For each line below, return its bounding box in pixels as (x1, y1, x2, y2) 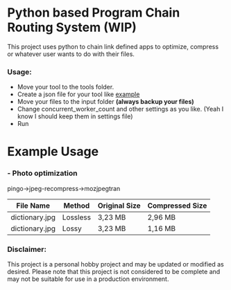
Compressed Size (147, 201, 207, 210)
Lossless (62, 212, 92, 222)
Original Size (97, 201, 141, 210)
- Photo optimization (7, 168, 78, 178)
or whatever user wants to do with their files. (7, 50, 135, 58)
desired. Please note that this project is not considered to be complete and (7, 268, 221, 276)
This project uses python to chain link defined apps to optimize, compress (7, 42, 219, 51)
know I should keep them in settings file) (17, 112, 133, 120)
